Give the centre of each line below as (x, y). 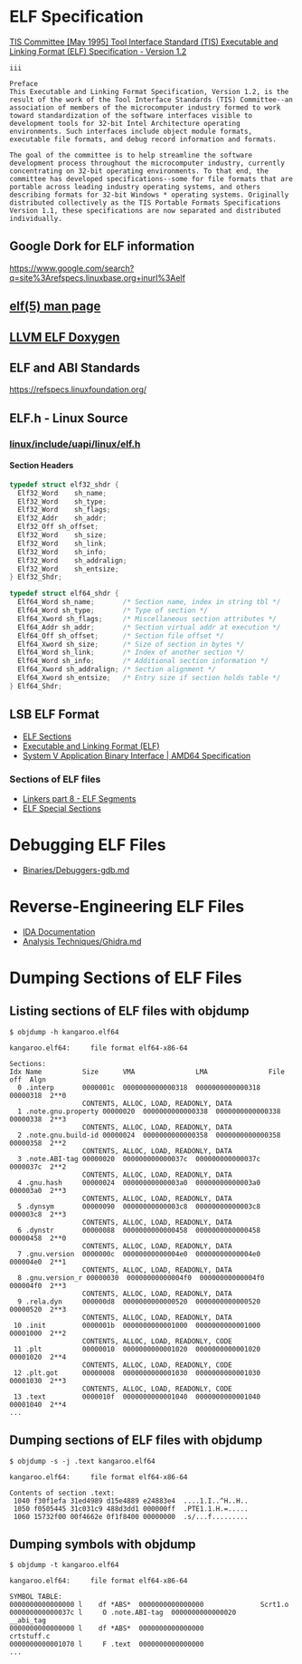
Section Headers (42, 466)
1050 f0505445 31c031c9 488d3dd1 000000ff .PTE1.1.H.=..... (131, 1509)
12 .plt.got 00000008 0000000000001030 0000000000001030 (137, 1373)
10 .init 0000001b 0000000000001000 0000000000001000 (137, 1325)
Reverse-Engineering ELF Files (127, 907)
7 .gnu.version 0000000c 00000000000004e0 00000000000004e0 (139, 1254)
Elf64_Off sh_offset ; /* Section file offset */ (121, 636)
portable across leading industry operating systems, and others (135, 187)
